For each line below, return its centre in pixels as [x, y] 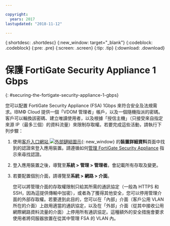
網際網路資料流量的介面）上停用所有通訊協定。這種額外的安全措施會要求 [88, 212]
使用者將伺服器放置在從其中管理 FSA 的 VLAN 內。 [65, 218]
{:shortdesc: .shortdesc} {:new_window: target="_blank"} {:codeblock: [79, 43]
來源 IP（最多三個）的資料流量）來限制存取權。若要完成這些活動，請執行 [81, 125]
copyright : [17, 14]
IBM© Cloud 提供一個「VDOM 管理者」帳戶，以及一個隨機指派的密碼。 [89, 112]
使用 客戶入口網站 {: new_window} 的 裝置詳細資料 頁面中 [87, 142]
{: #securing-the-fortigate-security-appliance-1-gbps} [62, 95]
